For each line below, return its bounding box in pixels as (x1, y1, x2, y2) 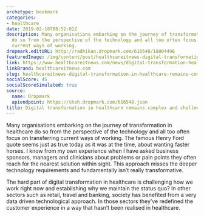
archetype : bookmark (6, 8, 59, 15)
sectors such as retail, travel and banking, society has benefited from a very (6, 191, 197, 198)
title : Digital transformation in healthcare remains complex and (6, 104, 178, 111)
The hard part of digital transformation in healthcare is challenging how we (6, 178, 193, 185)
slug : (6, 71, 20, 77)
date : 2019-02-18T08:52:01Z (6, 25, 78, 32)
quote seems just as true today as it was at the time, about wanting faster (6, 141, 190, 148)
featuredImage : (6, 54, 45, 60)
